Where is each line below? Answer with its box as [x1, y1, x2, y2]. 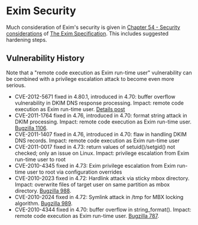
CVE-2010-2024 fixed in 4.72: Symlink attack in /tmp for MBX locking [14, 193, 184, 200]
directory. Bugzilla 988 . [14, 187, 72, 194]
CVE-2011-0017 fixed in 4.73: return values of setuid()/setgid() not [14, 143, 176, 150]
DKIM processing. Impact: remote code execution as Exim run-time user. [14, 118, 192, 125]
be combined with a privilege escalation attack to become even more [6, 75, 174, 82]
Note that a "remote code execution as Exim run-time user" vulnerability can [6, 69, 192, 76]
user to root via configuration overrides [27, 168, 122, 175]
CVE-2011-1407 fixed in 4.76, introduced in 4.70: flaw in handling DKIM [14, 131, 187, 138]
